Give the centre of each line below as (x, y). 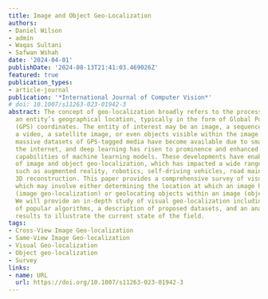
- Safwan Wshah (33, 53)
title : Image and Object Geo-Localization (80, 16)
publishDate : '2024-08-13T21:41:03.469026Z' (83, 68)
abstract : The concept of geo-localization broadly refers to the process (135, 112)
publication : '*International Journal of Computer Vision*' (110, 97)
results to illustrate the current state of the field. (110, 216)
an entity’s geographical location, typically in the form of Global (133, 120)
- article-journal (39, 90)
